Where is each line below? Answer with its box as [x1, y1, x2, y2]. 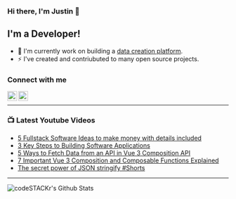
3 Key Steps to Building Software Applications [17, 141, 151, 150]
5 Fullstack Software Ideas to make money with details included [17, 134, 202, 143]
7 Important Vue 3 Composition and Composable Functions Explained [17, 156, 219, 165]
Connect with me [7, 75, 67, 84]
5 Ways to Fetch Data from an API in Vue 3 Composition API [17, 149, 191, 158]
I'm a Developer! [7, 28, 81, 40]
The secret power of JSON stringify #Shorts [17, 164, 145, 172]
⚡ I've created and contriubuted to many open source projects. [17, 54, 199, 63]
